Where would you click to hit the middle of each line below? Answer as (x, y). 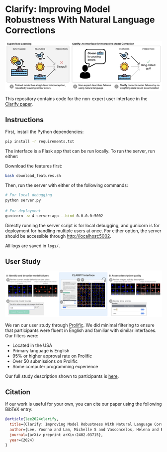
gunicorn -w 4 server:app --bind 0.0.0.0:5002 (54, 216)
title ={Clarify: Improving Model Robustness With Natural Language (81, 424)
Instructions (24, 120)
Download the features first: (34, 166)
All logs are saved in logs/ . (33, 246)
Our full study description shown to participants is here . (62, 376)
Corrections (30, 30)
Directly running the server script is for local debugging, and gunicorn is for (83, 226)
